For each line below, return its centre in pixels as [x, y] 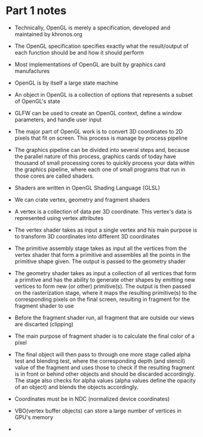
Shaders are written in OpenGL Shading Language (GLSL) [87, 188]
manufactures [32, 70]
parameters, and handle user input [58, 120]
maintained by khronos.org [49, 34]
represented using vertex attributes [59, 218]
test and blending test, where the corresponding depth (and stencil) [100, 361]
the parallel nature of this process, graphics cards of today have [95, 156]
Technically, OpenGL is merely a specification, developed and [92, 28]
